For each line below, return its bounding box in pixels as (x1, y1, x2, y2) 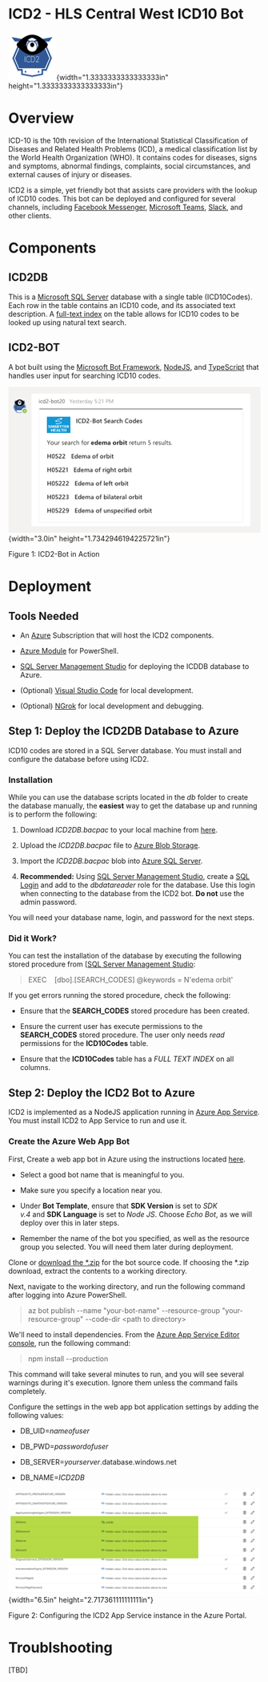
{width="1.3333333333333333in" (56, 72, 170, 82)
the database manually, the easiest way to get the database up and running (8, 801, 258, 811)
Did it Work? (8, 933, 58, 944)
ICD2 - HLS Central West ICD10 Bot (8, 5, 244, 23)
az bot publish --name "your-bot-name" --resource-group (27, 1305, 221, 1315)
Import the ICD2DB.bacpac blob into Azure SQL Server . (19, 856, 203, 866)
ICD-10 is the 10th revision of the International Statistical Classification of (8, 136, 248, 145)
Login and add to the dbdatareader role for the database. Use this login (19, 880, 256, 890)
